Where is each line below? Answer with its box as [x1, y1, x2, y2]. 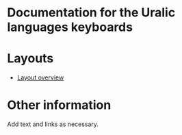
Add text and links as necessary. [7, 120, 99, 128]
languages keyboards [7, 19, 133, 35]
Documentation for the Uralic [7, 5, 176, 21]
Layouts [7, 51, 54, 66]
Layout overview [16, 73, 64, 82]
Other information [7, 97, 112, 113]
